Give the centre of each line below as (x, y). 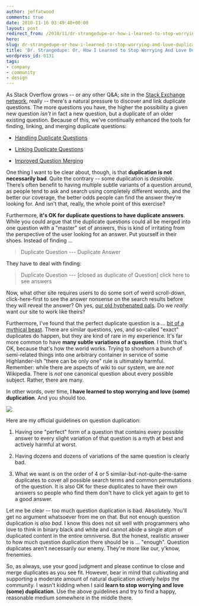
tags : (13, 61)
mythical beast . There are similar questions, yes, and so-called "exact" (92, 329)
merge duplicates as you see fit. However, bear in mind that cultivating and (97, 573)
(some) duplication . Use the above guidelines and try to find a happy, (91, 592)
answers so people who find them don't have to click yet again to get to (102, 493)
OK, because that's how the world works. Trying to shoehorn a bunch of (94, 348)
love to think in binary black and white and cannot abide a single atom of (94, 529)
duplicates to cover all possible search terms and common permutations (103, 480)
